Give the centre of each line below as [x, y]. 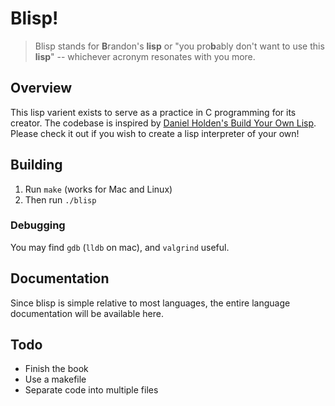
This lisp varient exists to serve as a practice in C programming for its [153, 112]
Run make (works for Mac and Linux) [98, 189]
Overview [41, 88]
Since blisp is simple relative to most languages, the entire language [150, 303]
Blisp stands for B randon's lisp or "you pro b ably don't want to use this [179, 46]
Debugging [38, 225]
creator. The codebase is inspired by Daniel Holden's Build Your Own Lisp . [163, 123]
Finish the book [56, 369]
